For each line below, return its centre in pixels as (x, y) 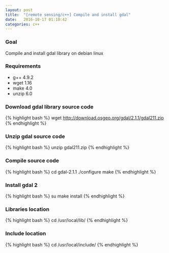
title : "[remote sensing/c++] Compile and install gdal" (68, 15)
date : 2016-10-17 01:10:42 (36, 19)
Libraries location (27, 209)
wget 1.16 (22, 82)
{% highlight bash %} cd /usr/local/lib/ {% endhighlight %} (67, 220)
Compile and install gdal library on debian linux (54, 53)
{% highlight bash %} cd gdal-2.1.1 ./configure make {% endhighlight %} (81, 172)
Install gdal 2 (22, 185)
